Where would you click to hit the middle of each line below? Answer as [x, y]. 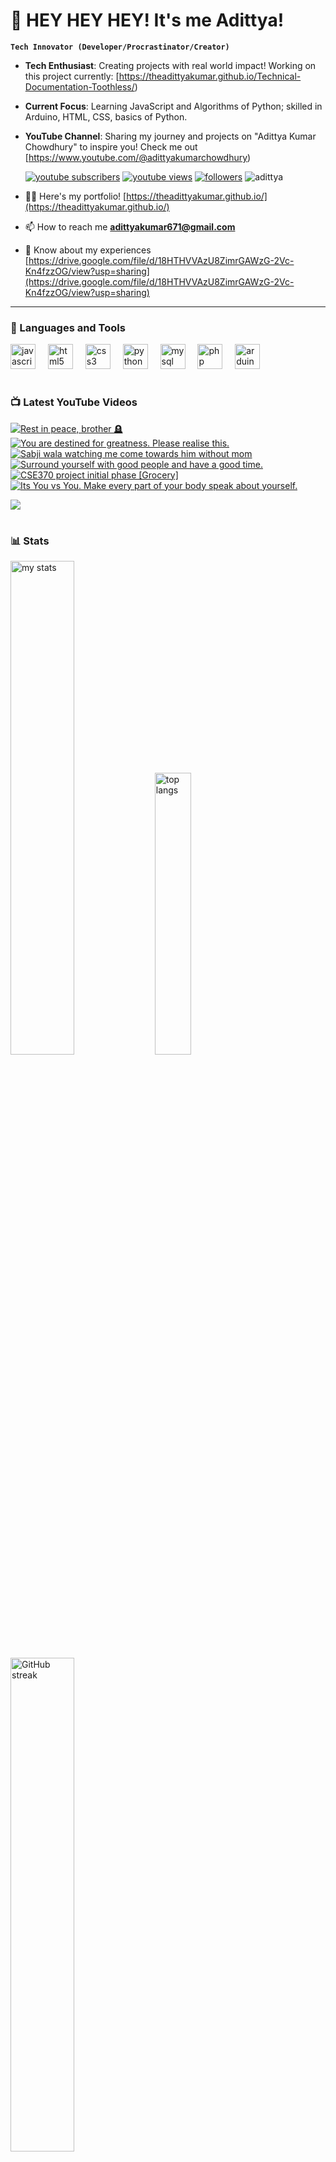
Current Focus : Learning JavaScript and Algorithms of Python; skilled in [173, 106]
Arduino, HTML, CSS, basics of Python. [106, 116]
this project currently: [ [72, 76]
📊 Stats [30, 541]
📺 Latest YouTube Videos [74, 402]
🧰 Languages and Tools [68, 327]
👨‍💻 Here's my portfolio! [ [75, 196]
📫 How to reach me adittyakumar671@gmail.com [130, 226]
